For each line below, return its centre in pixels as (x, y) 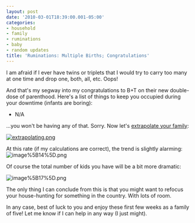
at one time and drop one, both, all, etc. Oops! (62, 79)
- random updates (28, 50)
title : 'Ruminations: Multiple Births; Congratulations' (78, 56)
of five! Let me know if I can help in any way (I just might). (76, 213)
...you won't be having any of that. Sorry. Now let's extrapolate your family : (97, 125)
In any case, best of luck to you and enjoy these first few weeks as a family (98, 207)
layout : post (22, 12)
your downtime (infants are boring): (49, 103)
